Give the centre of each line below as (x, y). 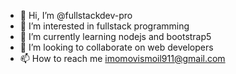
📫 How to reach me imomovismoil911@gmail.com (122, 58)
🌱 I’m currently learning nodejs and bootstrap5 (115, 36)
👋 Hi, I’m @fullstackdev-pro (76, 15)
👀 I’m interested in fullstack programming (104, 26)
